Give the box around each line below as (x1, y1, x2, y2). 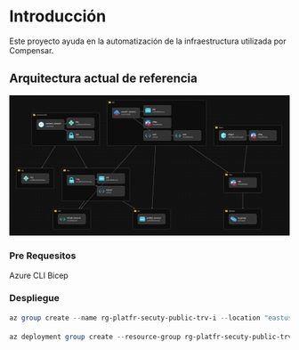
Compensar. (9, 45, 54, 55)
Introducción (9, 6, 107, 27)
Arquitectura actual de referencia (9, 71, 198, 86)
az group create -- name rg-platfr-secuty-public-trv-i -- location (9, 313, 261, 322)
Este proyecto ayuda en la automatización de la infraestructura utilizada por (9, 36, 287, 46)
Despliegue (9, 292, 60, 305)
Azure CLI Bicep (9, 270, 69, 281)
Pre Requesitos (9, 249, 77, 262)
